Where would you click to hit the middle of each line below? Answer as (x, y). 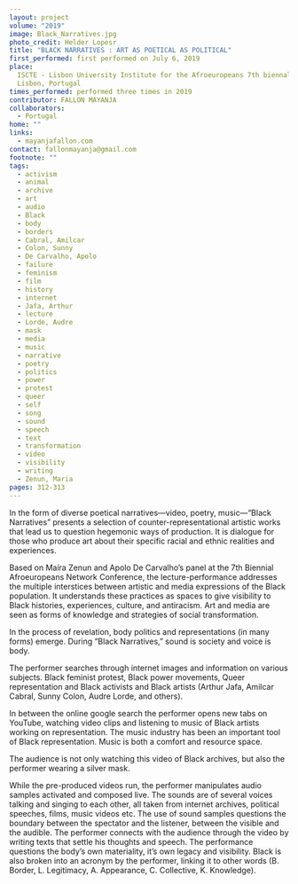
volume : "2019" (37, 26)
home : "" (25, 125)
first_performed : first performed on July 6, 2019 (105, 59)
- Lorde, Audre (45, 323)
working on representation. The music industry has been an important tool (145, 731)
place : (21, 67)
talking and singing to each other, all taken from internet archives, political (144, 804)
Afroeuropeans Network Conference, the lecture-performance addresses (143, 576)
